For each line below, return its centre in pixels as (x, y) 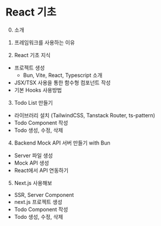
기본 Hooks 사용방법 (38, 90)
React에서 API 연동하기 (41, 170)
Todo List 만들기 (33, 102)
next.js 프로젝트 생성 (38, 202)
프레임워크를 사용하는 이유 (45, 42)
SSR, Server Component (44, 194)
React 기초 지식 (32, 55)
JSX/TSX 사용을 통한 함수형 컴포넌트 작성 (62, 82)
